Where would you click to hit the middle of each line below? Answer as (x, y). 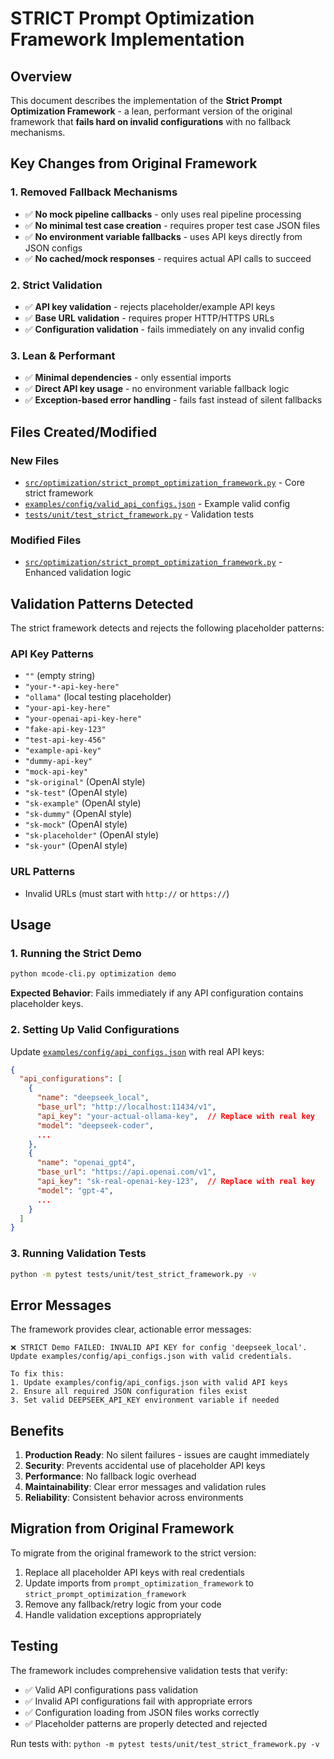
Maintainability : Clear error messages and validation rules (145, 1487)
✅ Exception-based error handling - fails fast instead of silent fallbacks (173, 400)
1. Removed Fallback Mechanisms (94, 192)
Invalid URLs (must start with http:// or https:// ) (127, 893)
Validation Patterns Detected (102, 603)
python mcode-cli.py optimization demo (93, 974)
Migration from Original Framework (122, 1528)
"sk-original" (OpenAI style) (85, 782)
